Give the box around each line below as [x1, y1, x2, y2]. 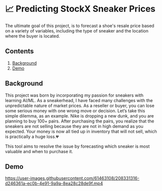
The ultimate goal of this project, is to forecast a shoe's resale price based [5, 22, 155, 29]
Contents [5, 47, 34, 55]
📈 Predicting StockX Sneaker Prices [5, 3, 156, 15]
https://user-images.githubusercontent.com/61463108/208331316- [5, 175, 140, 181]
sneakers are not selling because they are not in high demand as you [5, 123, 144, 129]
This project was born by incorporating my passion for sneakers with [5, 92, 144, 98]
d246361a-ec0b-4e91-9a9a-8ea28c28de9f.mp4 [5, 180, 103, 187]
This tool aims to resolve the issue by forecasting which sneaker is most [5, 143, 150, 149]
